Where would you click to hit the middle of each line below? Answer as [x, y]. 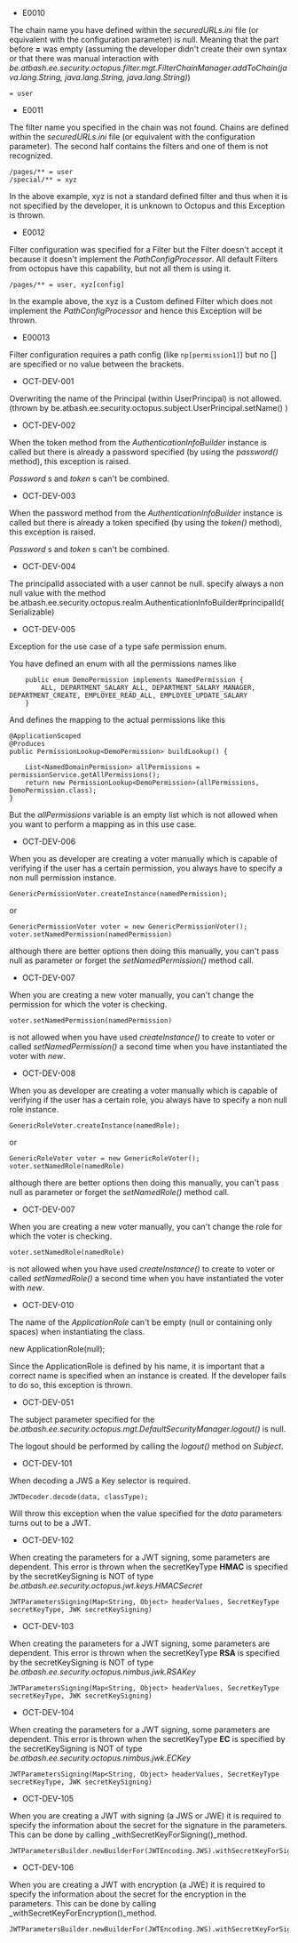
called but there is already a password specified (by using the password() [144, 452]
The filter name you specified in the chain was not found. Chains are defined [149, 127]
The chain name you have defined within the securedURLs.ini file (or [134, 30]
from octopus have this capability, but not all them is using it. [120, 269]
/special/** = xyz [43, 180]
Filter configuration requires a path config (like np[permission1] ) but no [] [143, 354]
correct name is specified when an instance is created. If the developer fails [148, 1376]
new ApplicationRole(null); [57, 1349]
